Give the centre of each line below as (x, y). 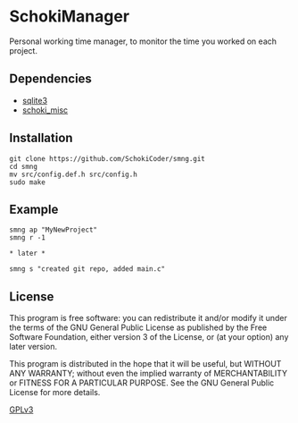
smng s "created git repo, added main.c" (87, 269)
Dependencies (50, 79)
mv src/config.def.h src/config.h (74, 174)
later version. (33, 347)
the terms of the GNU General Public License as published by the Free (138, 327)
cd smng (24, 166)
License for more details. (55, 393)
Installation (41, 138)
